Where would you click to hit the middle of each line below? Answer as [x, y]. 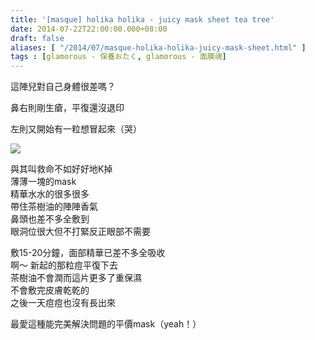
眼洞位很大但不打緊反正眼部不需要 [80, 232]
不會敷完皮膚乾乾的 [50, 290]
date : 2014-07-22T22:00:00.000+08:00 [89, 29]
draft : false [37, 38]
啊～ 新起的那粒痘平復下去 [64, 265]
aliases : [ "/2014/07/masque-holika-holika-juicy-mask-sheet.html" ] [158, 47]
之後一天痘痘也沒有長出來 [63, 303]
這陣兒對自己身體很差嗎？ [63, 87]
